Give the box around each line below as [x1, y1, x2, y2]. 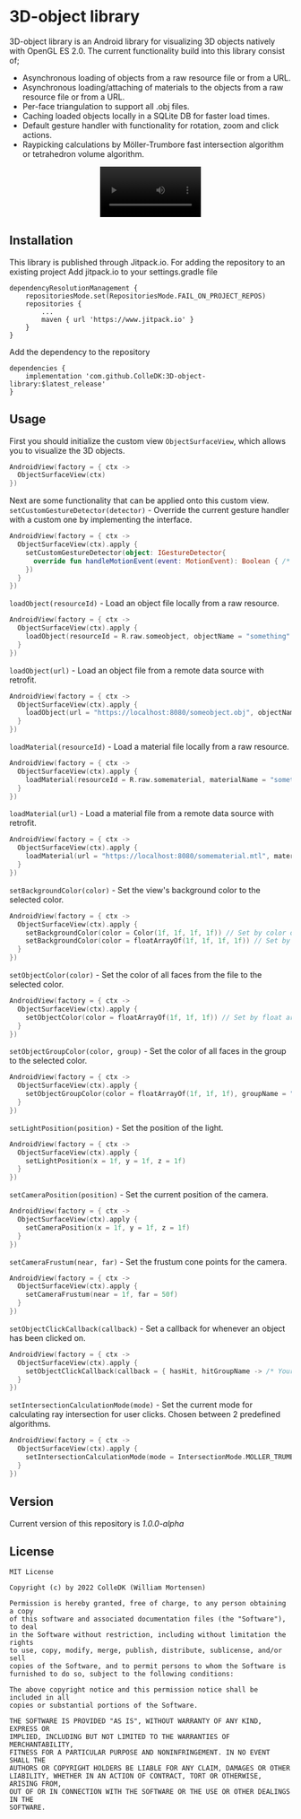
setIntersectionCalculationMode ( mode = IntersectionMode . [25, 1453, 246, 1462]
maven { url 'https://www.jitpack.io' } [41, 315, 194, 324]
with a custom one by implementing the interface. [9, 514, 193, 526]
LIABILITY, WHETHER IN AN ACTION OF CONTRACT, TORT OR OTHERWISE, [9, 1771, 262, 1781]
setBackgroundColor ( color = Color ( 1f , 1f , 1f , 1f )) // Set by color [25, 928, 287, 937]
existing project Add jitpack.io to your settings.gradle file [9, 266, 218, 277]
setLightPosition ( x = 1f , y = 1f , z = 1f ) [25, 1156, 186, 1165]
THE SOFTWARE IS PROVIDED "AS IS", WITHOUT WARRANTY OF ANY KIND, [9, 1717, 262, 1726]
